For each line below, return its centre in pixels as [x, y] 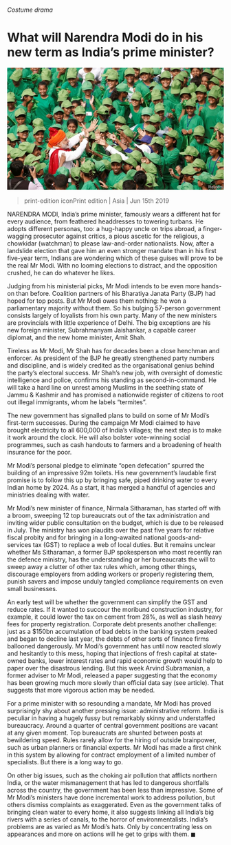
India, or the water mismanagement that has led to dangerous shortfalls [108, 783]
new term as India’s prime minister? [111, 52]
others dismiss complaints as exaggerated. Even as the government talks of [114, 805]
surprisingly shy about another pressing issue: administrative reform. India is [115, 711]
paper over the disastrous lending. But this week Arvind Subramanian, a [109, 668]
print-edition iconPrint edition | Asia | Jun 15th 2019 [97, 201]
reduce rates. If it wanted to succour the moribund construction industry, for [115, 610]
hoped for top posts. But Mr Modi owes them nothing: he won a [97, 301]
